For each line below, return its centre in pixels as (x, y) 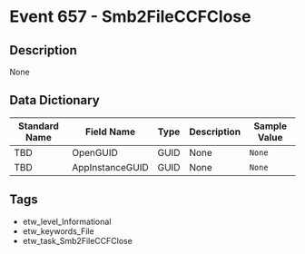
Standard (38, 126)
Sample (271, 126)
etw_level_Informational (67, 221)
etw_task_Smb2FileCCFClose (78, 240)
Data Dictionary (54, 100)
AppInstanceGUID (110, 167)
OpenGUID (95, 152)
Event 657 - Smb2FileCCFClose (130, 17)
